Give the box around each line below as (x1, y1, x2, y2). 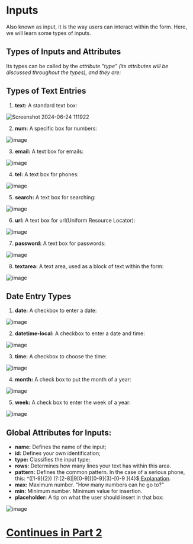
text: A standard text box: (14, 101, 78, 109)
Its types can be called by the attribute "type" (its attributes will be (6, 62, 169, 69)
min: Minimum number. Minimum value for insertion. (14, 488, 143, 495)
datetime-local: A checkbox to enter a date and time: (14, 330, 145, 337)
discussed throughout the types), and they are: (6, 69, 121, 76)
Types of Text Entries (6, 86, 86, 96)
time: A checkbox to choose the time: (14, 353, 107, 360)
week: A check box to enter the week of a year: (14, 399, 131, 406)
